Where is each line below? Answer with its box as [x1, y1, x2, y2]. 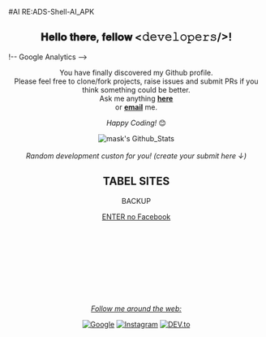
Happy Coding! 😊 [106, 118, 166, 127]
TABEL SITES [102, 175, 170, 188]
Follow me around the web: [90, 304, 182, 313]
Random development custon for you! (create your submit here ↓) [25, 150, 247, 161]
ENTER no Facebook [101, 211, 171, 222]
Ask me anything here [99, 93, 174, 103]
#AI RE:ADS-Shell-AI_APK [8, 7, 95, 16]
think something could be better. [82, 84, 191, 94]
